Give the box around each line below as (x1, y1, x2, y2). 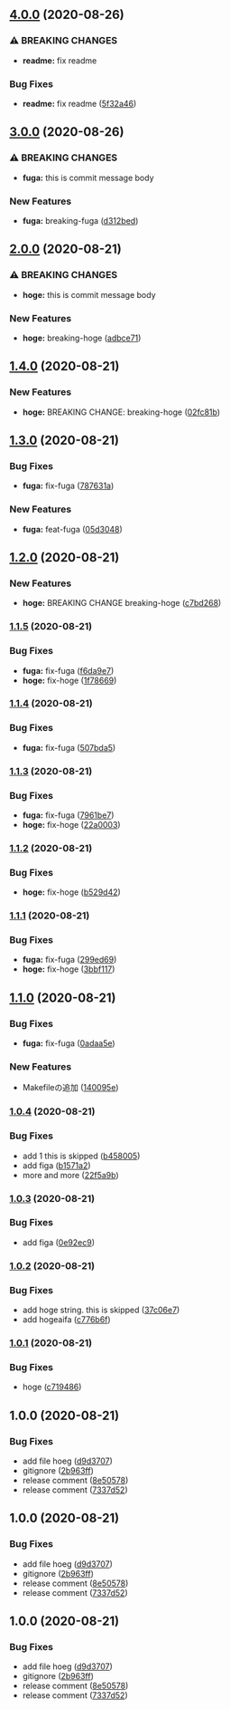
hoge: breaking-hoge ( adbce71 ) (22, 332, 142, 343)
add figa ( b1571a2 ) (22, 1159, 92, 1171)
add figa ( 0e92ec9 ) (22, 1236, 95, 1248)
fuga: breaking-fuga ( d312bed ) (22, 215, 139, 226)
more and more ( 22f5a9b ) (22, 1169, 119, 1180)
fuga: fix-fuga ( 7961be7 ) (22, 810, 115, 821)
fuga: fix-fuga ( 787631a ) (22, 480, 115, 492)
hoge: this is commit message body (22, 289, 156, 300)
